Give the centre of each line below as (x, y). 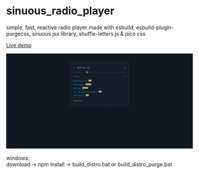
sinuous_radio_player (60, 11)
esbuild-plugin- (155, 27)
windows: (18, 158)
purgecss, (18, 33)
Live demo (19, 45)
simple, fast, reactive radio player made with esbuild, (70, 27)
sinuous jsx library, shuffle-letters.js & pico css (89, 33)
